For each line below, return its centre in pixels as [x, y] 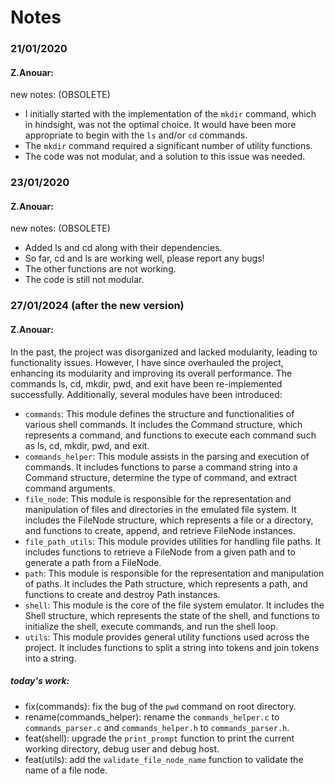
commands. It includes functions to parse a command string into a [161, 467]
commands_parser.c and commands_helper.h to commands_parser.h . [157, 727]
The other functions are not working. [100, 269]
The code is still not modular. [84, 280]
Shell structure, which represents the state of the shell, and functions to [172, 615]
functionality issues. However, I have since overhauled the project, [147, 362]
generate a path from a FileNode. [93, 562]
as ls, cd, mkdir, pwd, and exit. [87, 445]
